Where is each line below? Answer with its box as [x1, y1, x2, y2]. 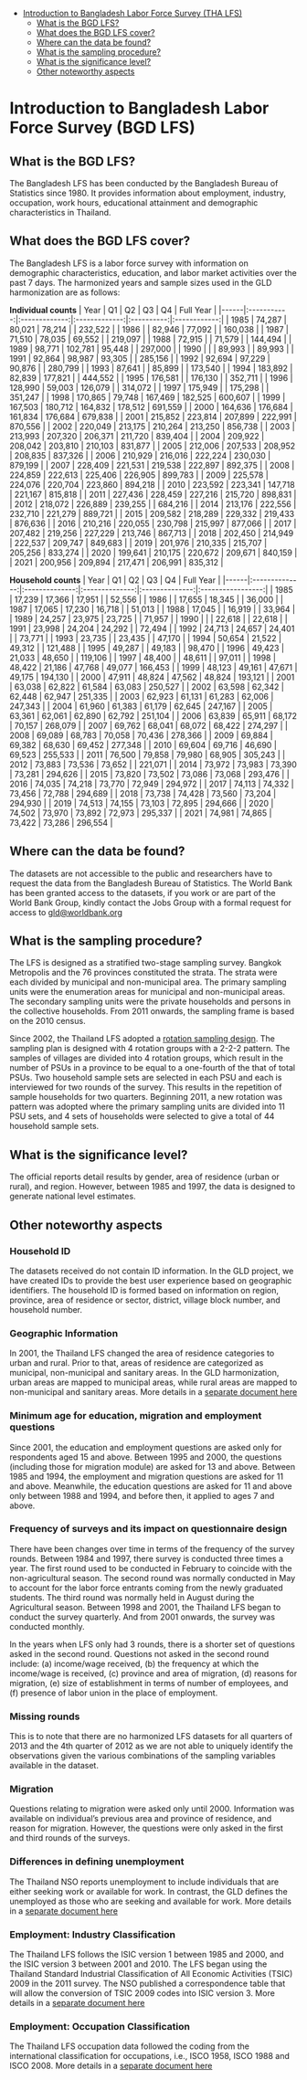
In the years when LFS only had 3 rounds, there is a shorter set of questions [9, 1639, 295, 1650]
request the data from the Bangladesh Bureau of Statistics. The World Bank [9, 877, 293, 889]
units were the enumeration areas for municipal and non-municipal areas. [9, 987, 286, 998]
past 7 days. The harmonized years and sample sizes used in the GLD [9, 277, 272, 288]
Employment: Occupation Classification [9, 2020, 190, 2032]
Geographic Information [9, 1326, 119, 1339]
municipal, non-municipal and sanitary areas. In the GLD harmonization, [9, 1367, 280, 1378]
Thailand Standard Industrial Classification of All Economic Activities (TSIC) [9, 1969, 293, 1980]
